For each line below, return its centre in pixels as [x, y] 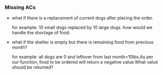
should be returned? [32, 67]
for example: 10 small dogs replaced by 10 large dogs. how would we [82, 27]
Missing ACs [20, 7]
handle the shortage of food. [41, 33]
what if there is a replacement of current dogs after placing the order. [82, 18]
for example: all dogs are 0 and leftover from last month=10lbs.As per [82, 57]
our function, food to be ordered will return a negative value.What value [85, 62]
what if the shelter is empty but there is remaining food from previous [83, 42]
